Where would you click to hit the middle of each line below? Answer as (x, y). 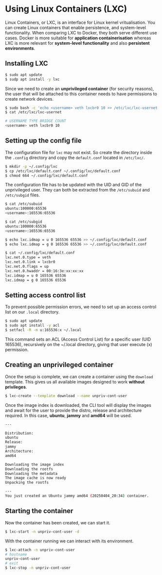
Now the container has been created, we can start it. (58, 523)
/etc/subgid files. (23, 195)
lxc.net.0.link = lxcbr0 (30, 262)
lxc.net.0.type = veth (28, 258)
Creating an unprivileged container (59, 365)
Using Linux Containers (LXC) (66, 9)
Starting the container (39, 511)
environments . (20, 48)
